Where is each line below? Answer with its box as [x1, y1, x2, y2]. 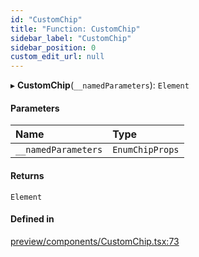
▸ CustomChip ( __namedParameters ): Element [10, 79, 190, 91]
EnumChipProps [112, 144, 180, 156]
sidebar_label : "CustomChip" [10, 33, 132, 43]
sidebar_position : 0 [10, 42, 97, 53]
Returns [10, 169, 45, 181]
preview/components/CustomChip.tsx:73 [10, 235, 180, 247]
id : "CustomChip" [10, 14, 83, 25]
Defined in [10, 213, 55, 225]
